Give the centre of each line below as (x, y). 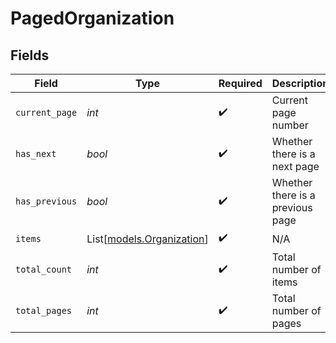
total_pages (44, 310)
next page (295, 166)
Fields (30, 55)
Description (300, 83)
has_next (36, 153)
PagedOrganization (92, 18)
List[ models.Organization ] (147, 239)
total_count (44, 269)
